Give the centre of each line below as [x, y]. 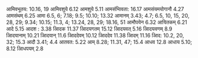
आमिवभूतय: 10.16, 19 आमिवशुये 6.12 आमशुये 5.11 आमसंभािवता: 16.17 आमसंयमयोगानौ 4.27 [95, 9]
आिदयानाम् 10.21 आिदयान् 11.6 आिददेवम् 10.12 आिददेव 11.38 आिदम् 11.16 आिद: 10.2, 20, [95, 35]
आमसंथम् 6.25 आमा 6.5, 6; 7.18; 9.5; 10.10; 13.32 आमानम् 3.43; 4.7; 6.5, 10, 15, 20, [98, 16]
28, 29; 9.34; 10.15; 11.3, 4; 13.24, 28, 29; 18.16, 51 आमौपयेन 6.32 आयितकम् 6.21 [97, 22]
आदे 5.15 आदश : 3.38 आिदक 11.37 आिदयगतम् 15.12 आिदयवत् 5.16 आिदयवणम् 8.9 [89, 29]
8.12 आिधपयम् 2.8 [25, 49]
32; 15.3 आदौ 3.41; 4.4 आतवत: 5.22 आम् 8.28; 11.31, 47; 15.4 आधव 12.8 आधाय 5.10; [99, 42]
